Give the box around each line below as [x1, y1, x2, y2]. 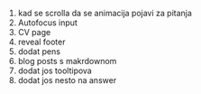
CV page [17, 27, 51, 37]
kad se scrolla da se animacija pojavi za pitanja [17, 8, 192, 18]
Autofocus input [17, 17, 78, 28]
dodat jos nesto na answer [17, 75, 117, 85]
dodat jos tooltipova [17, 65, 92, 76]
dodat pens [17, 46, 61, 57]
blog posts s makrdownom [17, 56, 117, 66]
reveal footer [17, 36, 66, 47]
